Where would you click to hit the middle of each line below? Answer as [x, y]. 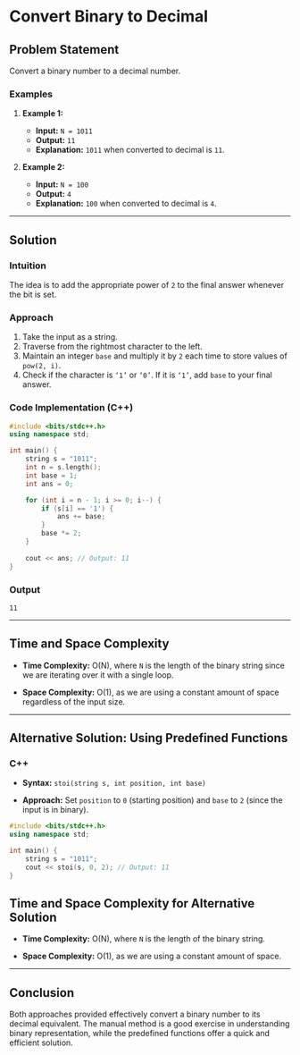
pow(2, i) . [42, 366]
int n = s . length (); [63, 468]
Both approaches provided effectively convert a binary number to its [135, 1014]
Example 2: [43, 167]
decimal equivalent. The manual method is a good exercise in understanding [150, 1024]
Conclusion [42, 993]
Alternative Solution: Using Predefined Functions [149, 738]
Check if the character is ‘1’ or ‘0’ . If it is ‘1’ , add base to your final [147, 375]
